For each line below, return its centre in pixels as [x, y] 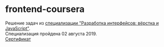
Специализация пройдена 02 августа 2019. [51, 33]
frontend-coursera [45, 9]
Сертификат [18, 39]
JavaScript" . [18, 28]
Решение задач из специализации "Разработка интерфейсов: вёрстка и [82, 23]
